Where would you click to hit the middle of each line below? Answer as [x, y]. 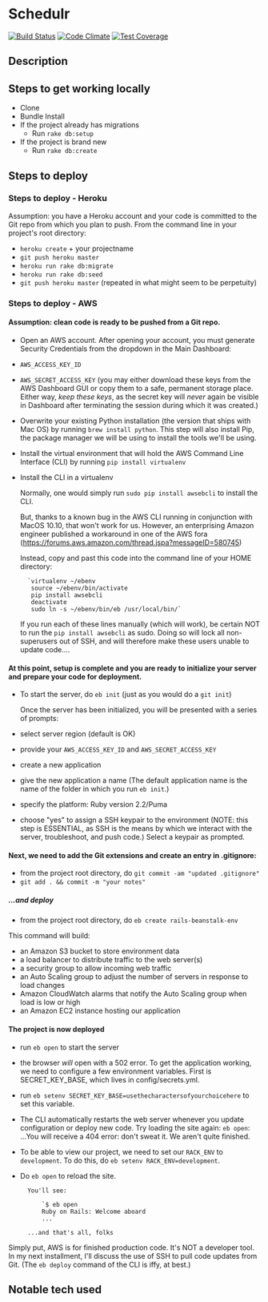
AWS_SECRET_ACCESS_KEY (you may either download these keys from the [135, 379]
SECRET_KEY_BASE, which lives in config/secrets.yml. [110, 1079]
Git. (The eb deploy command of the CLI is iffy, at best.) [100, 1264]
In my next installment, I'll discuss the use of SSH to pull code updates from [133, 1256]
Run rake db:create [64, 151]
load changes [42, 986]
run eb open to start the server [70, 1047]
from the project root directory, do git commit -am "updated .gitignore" [140, 873]
